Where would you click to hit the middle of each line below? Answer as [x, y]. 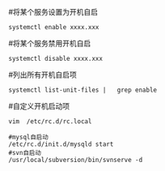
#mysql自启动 [28, 137]
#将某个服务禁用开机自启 [50, 43]
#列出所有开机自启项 [42, 75]
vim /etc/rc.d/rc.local [50, 122]
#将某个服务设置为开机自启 [53, 12]
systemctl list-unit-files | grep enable [83, 90]
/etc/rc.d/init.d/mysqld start [61, 144]
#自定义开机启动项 [39, 106]
